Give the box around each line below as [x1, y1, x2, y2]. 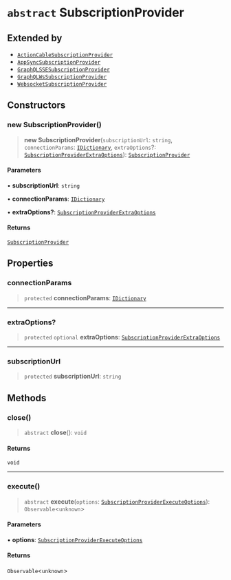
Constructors [7, 100, 66, 111]
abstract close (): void [23, 428, 87, 437]
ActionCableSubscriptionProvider [16, 52, 113, 58]
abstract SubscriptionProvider [7, 5, 184, 21]
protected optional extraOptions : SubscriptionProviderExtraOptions [23, 333, 221, 342]
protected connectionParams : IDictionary [23, 293, 146, 302]
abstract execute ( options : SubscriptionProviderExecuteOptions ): [23, 497, 210, 506]
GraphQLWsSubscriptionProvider [16, 74, 107, 80]
